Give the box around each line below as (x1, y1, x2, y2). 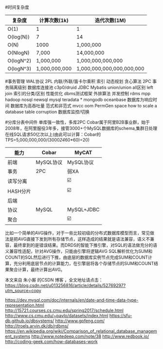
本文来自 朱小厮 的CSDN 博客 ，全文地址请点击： (5, 277, 103, 283)
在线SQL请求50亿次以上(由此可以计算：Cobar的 (5, 131, 101, 137)
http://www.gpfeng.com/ (55, 318, 105, 324)
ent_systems (5, 333, 31, 339)
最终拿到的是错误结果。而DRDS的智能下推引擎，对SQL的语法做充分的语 (13, 242, 157, 248)
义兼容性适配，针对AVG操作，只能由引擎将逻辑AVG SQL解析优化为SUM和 (5, 248, 153, 254)
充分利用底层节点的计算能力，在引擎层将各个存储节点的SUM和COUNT (13, 261, 154, 266)
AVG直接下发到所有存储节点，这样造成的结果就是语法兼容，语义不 (18, 236, 150, 242)
